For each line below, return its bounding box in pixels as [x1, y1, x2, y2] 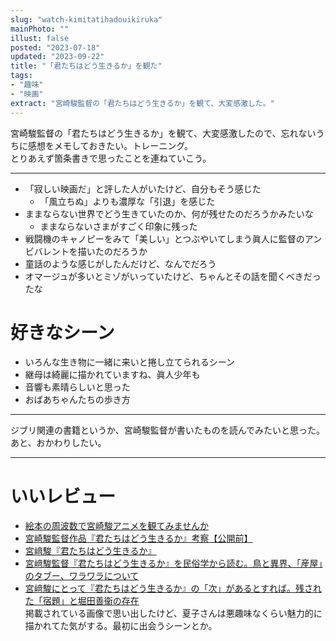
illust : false [10, 33, 70, 43]
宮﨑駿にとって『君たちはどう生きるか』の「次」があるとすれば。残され [24, 582, 322, 595]
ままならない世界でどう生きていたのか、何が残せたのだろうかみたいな [24, 207, 314, 220]
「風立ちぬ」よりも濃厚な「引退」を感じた [39, 195, 216, 207]
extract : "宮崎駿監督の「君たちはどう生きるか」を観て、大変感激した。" [10, 98, 275, 108]
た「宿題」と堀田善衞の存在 [24, 595, 140, 607]
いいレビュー [10, 485, 117, 508]
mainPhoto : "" [10, 24, 70, 34]
